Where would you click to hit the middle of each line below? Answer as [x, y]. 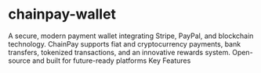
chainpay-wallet [62, 14]
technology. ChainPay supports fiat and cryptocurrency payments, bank [125, 43]
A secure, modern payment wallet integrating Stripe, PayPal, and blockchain [131, 36]
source [20, 61]
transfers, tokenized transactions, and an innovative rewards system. [120, 52]
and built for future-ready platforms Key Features [112, 61]
